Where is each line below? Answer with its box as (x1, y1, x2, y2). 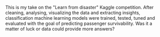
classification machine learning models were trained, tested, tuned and (5, 15, 155, 21)
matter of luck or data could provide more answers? (5, 26, 115, 32)
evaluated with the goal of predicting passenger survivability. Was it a (5, 20, 152, 26)
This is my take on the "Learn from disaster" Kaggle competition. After (5, 5, 154, 10)
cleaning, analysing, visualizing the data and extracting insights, (5, 10, 141, 16)
